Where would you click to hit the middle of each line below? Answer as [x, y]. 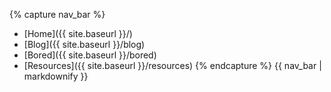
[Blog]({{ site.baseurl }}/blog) [84, 44]
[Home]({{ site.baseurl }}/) [78, 33]
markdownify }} [56, 76]
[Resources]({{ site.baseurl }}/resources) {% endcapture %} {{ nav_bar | [172, 65]
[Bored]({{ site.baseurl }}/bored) [90, 55]
